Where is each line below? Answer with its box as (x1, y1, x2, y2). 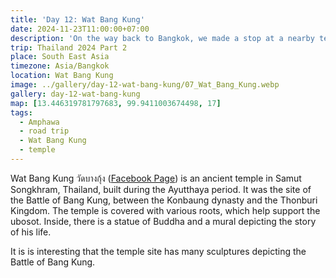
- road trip (19, 126, 70, 136)
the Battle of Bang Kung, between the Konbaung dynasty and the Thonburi (10, 194, 318, 206)
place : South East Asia (10, 52, 110, 62)
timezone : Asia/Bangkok (10, 61, 110, 71)
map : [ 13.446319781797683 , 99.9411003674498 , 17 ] (10, 98, 222, 108)
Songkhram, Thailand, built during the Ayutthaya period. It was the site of (10, 183, 312, 195)
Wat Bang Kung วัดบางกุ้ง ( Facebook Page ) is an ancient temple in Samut (10, 172, 302, 184)
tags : (10, 107, 33, 118)
